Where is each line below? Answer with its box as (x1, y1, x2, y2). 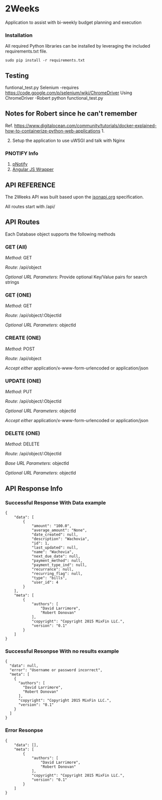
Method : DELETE (5, 441, 40, 447)
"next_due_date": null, (31, 554, 81, 558)
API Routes (5, 218, 40, 226)
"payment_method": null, (31, 558, 83, 563)
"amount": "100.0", (31, 523, 72, 528)
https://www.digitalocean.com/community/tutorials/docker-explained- (14, 123, 157, 128)
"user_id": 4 (31, 580, 58, 585)
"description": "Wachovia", (31, 536, 90, 541)
